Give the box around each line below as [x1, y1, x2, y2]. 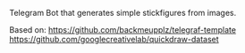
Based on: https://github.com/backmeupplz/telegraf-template [9, 25, 237, 34]
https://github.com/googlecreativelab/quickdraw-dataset [9, 34, 219, 44]
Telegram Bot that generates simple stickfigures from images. [9, 8, 237, 18]
